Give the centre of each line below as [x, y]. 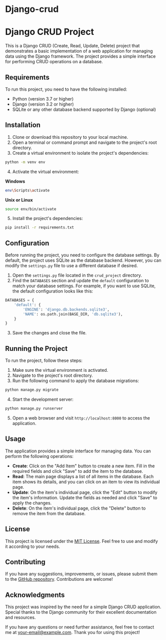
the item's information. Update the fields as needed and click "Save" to [85, 497]
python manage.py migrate [32, 390]
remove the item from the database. [49, 513]
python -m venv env [25, 162]
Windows [15, 181]
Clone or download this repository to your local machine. [70, 137]
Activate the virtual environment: [46, 171]
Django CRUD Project [50, 32]
